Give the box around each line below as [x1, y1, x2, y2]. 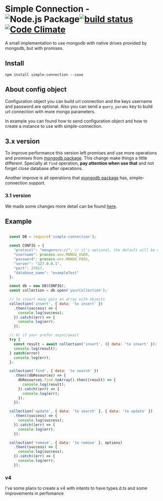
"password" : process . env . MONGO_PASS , [14, 256, 90, 262]
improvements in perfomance [5, 490, 64, 496]
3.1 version [5, 192, 31, 199]
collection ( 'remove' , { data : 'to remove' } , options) [9, 440, 123, 445]
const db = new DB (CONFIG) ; [9, 284, 66, 288]
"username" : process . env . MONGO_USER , [14, 252, 90, 257]
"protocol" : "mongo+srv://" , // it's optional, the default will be [14, 248, 155, 253]
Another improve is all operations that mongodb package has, [5, 175, 129, 181]
